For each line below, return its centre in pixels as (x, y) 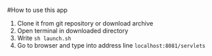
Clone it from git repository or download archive (85, 23)
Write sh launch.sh (44, 38)
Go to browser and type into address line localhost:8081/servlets (111, 45)
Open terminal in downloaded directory (73, 31)
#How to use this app (37, 10)
